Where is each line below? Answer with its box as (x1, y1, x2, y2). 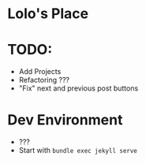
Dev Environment (7, 111, 123, 129)
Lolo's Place (7, 5, 88, 23)
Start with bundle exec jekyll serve (18, 146, 137, 155)
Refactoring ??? (18, 76, 70, 85)
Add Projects (18, 67, 62, 76)
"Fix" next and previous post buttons (18, 83, 139, 93)
